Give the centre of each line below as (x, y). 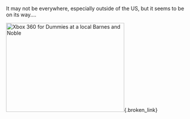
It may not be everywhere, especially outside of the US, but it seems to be (95, 8)
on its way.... (21, 15)
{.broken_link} (141, 110)
